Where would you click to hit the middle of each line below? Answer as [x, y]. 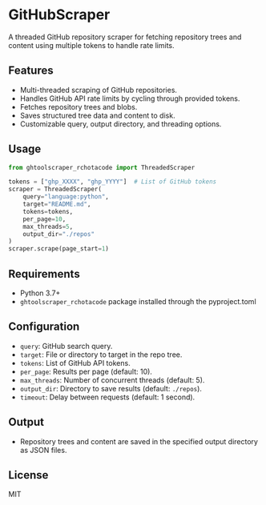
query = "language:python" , [66, 197]
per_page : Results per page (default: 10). [86, 371]
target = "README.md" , [57, 204]
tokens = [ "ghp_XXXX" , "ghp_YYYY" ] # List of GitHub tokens [113, 182]
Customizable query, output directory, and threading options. [121, 124]
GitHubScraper [59, 15]
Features [31, 71]
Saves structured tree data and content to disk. [97, 115]
